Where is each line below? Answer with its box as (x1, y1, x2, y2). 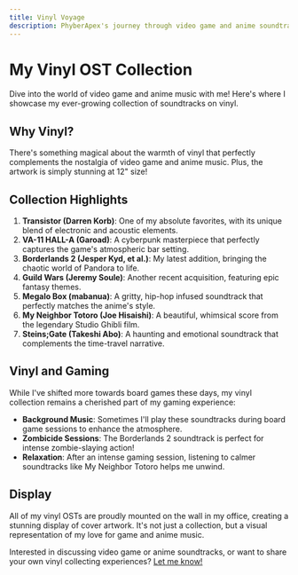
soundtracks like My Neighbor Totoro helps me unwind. (21, 461, 225, 471)
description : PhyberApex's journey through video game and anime (9, 21, 255, 30)
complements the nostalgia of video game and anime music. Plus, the (9, 157, 263, 168)
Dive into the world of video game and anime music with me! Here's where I (9, 89, 286, 99)
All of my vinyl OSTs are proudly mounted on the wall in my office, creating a (9, 510, 289, 521)
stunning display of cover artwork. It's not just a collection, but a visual (9, 520, 268, 531)
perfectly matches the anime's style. (21, 301, 156, 311)
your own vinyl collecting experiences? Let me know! (9, 555, 203, 566)
